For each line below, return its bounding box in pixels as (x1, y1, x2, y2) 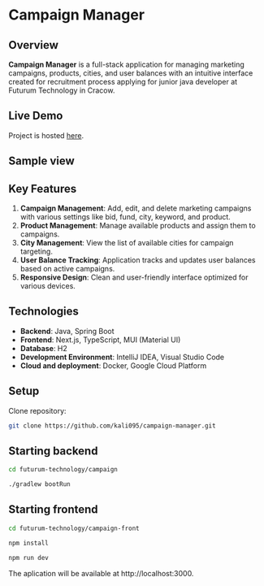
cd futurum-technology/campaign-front (8, 524, 140, 532)
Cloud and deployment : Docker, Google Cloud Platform (19, 360, 207, 371)
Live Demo (8, 109, 63, 123)
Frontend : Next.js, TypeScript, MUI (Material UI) (19, 335, 181, 345)
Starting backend (8, 444, 98, 458)
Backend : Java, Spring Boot (19, 326, 115, 336)
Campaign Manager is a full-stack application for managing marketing (8, 59, 245, 69)
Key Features (8, 181, 77, 196)
